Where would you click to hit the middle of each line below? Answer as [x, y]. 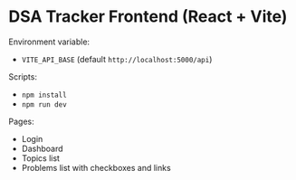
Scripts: [23, 76]
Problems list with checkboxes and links [96, 167]
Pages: [21, 121]
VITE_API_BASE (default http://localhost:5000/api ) [117, 59]
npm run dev [44, 104]
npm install [44, 95]
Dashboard [43, 148]
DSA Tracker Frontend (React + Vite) [148, 17]
